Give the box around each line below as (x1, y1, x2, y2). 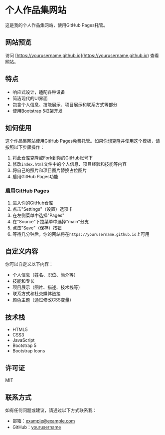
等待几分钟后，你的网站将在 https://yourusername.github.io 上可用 (12, 231, 150, 237)
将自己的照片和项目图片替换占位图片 (12, 167, 87, 173)
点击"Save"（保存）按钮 (12, 225, 62, 231)
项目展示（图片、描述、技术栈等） (12, 284, 83, 290)
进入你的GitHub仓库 (12, 200, 53, 206)
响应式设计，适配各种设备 (12, 89, 65, 95)
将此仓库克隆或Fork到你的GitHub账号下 (12, 155, 93, 161)
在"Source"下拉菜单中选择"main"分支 (12, 218, 89, 224)
